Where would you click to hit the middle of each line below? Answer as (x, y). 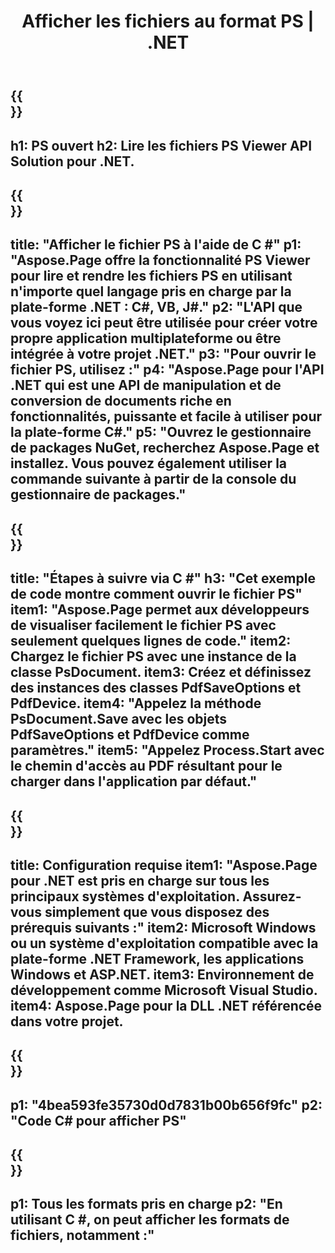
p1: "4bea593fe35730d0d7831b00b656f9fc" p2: (166, 1105)
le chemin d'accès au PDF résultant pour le (146, 766)
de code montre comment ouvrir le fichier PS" (156, 594)
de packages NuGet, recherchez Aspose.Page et (165, 448)
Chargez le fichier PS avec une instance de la (153, 656)
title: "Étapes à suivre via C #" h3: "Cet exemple (163, 578)
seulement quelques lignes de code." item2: (151, 641)
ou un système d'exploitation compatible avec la (164, 943)
